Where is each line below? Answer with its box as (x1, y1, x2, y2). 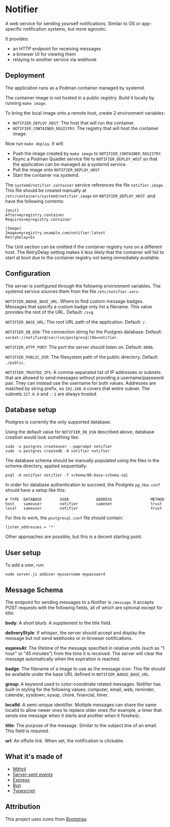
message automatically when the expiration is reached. (5, 656, 121, 662)
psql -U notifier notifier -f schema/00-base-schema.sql (5, 473, 128, 478)
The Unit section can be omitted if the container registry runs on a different (5, 244, 162, 250)
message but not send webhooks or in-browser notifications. (5, 635, 133, 641)
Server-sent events (12, 771, 53, 778)
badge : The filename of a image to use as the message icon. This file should (5, 666, 165, 672)
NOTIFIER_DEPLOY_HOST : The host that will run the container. (12, 120, 135, 126)
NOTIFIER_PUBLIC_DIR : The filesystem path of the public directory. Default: (5, 354, 159, 360)
